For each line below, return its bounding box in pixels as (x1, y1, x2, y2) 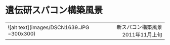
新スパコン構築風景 (116, 23, 162, 30)
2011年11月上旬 (122, 31, 162, 38)
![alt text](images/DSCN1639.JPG (8, 24, 90, 31)
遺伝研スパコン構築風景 (5, 5, 103, 16)
